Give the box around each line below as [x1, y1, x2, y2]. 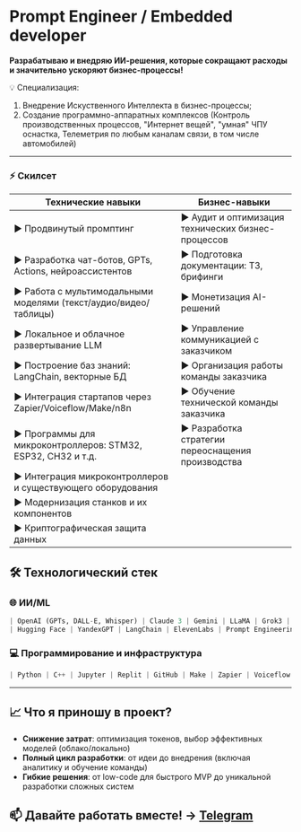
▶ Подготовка [180, 249, 244, 261]
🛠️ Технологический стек [9, 565, 159, 580]
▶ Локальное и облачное [13, 328, 125, 340]
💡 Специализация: [9, 82, 80, 92]
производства [180, 456, 243, 469]
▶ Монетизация [180, 291, 251, 303]
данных [13, 533, 47, 546]
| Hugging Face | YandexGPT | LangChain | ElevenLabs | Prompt [9, 625, 251, 634]
